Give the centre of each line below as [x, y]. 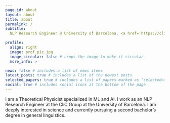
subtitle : [16, 29]
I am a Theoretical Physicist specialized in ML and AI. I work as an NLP [79, 99]
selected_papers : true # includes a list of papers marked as [72, 80]
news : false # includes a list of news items [54, 71]
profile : [14, 43]
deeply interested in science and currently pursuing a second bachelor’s [81, 110]
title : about [19, 19]
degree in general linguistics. [35, 115]
